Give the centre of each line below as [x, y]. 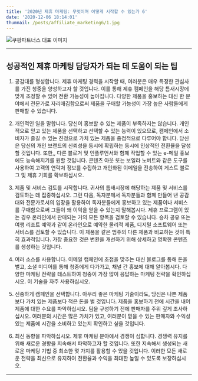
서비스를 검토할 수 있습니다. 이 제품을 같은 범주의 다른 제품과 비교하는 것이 [99, 232]
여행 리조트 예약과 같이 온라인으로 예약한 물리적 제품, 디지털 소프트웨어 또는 [101, 224]
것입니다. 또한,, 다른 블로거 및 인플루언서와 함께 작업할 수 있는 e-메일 [100, 153]
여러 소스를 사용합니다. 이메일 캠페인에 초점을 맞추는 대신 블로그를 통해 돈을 [101, 259]
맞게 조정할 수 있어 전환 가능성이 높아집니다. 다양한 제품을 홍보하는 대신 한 [99, 96]
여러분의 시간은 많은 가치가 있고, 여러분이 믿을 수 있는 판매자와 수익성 [111, 316]
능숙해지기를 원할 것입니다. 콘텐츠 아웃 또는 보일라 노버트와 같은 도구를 [107, 161]
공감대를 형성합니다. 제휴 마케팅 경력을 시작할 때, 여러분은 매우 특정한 [94, 82]
